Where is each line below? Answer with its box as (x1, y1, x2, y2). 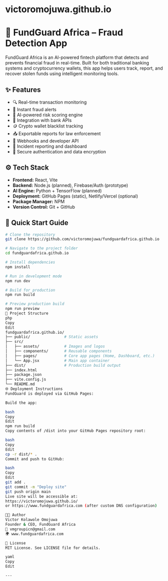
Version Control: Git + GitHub (12, 204, 75, 210)
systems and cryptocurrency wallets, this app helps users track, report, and (5, 65, 163, 72)
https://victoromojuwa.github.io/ (5, 499, 78, 504)
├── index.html (5, 367, 37, 373)
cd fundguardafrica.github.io (5, 250, 69, 256)
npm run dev (5, 278, 30, 283)
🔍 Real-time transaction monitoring (12, 99, 87, 105)
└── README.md (5, 382, 35, 387)
